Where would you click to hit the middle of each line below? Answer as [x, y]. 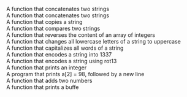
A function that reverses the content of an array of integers [81, 35]
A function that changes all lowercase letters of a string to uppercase [93, 41]
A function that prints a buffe [43, 87]
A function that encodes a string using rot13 [62, 61]
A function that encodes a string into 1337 [59, 54]
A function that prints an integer [47, 68]
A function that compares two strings [53, 28]
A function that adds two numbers [49, 80]
